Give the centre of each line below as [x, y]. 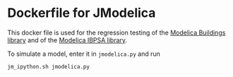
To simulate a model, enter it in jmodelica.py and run [84, 54]
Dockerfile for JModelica [82, 13]
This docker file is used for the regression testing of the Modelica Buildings [116, 32]
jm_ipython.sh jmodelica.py [49, 66]
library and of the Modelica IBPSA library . [67, 40]
